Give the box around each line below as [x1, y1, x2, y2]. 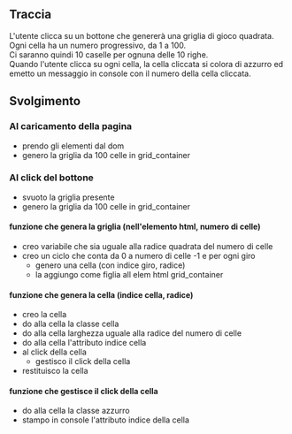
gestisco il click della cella [35, 356, 131, 367]
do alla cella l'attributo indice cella [21, 338, 147, 348]
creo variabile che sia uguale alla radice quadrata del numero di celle [21, 241, 273, 251]
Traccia [9, 7, 51, 22]
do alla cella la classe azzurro [21, 406, 130, 416]
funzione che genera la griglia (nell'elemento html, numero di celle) [9, 221, 261, 232]
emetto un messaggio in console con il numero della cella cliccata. [9, 68, 251, 79]
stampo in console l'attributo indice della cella [21, 415, 190, 425]
